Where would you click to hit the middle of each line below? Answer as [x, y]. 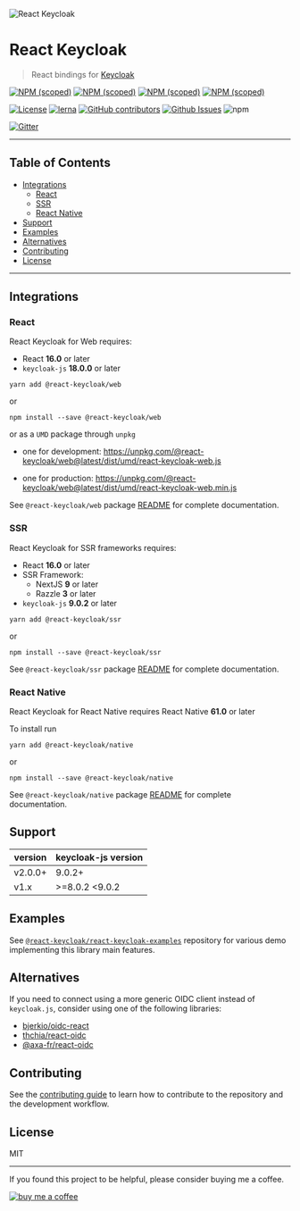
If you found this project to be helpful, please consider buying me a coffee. [146, 1180]
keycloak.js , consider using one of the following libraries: [115, 1008]
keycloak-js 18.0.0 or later [71, 368]
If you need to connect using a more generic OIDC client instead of [133, 999]
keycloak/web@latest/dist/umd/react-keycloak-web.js [121, 461]
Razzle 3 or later [66, 593]
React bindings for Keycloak [83, 74]
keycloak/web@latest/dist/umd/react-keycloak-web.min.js [129, 488]
